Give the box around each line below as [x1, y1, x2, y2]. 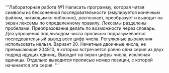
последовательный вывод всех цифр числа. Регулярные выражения [5, 36, 152, 42]
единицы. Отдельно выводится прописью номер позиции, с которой [5, 57, 153, 63]
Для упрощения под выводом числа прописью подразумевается [5, 31, 146, 36]
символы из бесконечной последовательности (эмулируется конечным [5, 9, 160, 15]
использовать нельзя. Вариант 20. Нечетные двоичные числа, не [5, 41, 146, 47]
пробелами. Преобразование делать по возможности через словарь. [5, 25, 156, 31]
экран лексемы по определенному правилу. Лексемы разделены [5, 20, 147, 26]
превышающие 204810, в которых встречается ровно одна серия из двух [5, 47, 164, 52]
